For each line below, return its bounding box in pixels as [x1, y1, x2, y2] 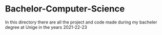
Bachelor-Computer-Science [5, 3, 125, 14]
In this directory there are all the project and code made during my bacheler [5, 19, 158, 25]
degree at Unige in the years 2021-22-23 [5, 24, 87, 30]
